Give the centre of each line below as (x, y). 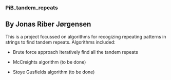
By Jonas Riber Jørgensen (48, 24)
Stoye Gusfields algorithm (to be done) (54, 72)
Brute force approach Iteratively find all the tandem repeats (75, 52)
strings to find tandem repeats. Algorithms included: (60, 42)
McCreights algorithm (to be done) (49, 62)
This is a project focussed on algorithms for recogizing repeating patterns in (86, 36)
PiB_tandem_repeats (32, 8)
